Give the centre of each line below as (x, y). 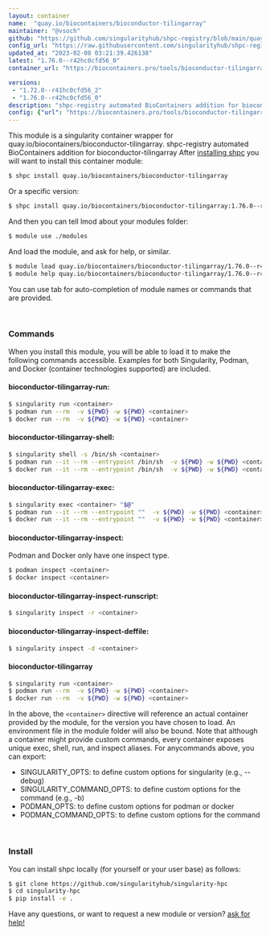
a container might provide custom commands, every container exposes (126, 739)
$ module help (32, 274)
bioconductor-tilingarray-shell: (61, 437)
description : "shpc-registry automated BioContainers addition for (124, 105)
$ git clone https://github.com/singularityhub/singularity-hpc (118, 884)
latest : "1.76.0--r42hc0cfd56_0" (64, 61)
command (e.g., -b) (52, 798)
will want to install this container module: (76, 161)
